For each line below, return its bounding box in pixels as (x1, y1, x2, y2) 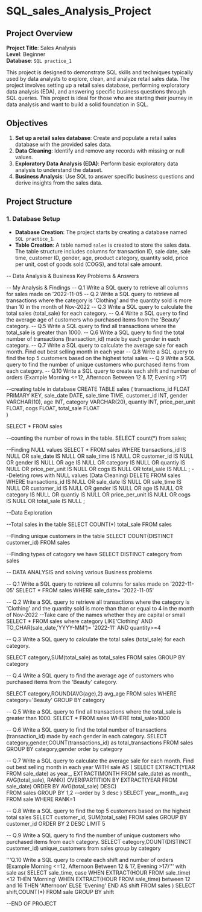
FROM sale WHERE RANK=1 (6, 795, 75, 803)
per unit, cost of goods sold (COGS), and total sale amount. (14, 261, 163, 268)
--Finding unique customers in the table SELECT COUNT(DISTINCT (6, 532, 174, 539)
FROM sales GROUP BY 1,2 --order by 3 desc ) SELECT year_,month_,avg (6, 789, 189, 796)
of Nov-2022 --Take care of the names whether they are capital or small (6, 611, 185, 618)
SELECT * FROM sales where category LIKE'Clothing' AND (6, 617, 153, 625)
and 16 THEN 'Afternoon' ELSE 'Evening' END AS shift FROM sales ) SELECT (6, 882, 196, 889)
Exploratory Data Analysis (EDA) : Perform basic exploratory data (14, 160, 178, 167)
